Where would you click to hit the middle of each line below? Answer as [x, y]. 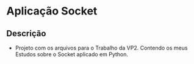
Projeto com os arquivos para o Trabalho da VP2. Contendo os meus [101, 48]
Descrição [26, 34]
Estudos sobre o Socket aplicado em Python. [72, 54]
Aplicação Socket [52, 11]
